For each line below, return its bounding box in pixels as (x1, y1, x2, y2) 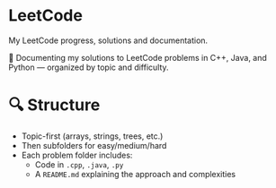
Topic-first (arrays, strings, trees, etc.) (21, 131, 164, 141)
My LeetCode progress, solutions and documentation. (8, 35, 209, 46)
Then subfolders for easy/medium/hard (21, 140, 167, 150)
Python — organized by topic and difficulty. (8, 62, 169, 73)
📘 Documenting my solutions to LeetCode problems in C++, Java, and (8, 52, 267, 63)
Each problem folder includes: (21, 150, 133, 160)
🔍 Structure (8, 95, 101, 115)
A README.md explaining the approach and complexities (34, 168, 236, 179)
